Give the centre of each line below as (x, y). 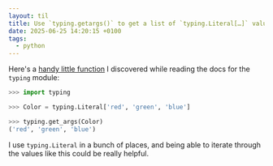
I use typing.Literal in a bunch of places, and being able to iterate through (135, 145)
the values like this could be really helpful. (78, 153)
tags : (17, 38)
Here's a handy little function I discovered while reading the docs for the (129, 69)
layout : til (28, 16)
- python (30, 46)
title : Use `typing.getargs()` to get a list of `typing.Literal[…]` (129, 23)
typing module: (34, 78)
